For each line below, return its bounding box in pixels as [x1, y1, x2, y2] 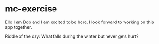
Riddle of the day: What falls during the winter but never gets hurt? [5, 33, 139, 39]
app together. [5, 24, 32, 30]
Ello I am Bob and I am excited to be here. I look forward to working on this [5, 19, 154, 25]
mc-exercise [5, 3, 57, 14]
